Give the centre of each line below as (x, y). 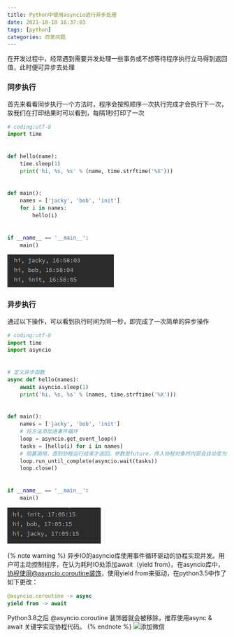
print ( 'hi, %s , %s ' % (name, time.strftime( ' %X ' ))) (96, 171)
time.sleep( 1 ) (40, 164)
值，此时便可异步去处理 (41, 67)
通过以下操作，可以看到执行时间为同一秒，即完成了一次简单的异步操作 (108, 321)
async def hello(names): (43, 379)
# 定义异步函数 (26, 372)
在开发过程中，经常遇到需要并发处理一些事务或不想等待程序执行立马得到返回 (117, 59)
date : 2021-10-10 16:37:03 (46, 22)
